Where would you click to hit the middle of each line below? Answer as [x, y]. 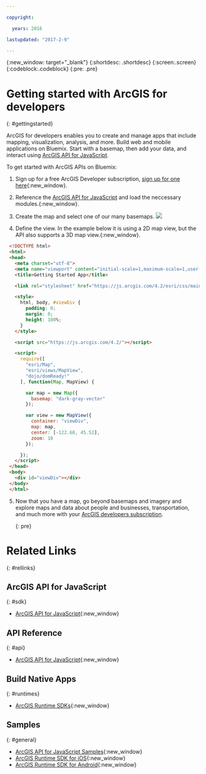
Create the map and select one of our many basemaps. [85, 217]
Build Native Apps [41, 679]
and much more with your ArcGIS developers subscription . [89, 514]
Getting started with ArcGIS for [87, 94]
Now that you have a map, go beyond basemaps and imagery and [98, 501]
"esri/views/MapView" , [55, 371]
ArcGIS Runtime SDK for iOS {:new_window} [70, 758]
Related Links [41, 551]
